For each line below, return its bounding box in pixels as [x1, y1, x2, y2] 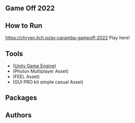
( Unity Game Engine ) [12, 63, 57, 69]
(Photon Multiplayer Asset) [12, 68, 69, 74]
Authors [5, 111, 32, 119]
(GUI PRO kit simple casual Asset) [12, 79, 84, 85]
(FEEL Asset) [12, 73, 40, 80]
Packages [5, 94, 37, 102]
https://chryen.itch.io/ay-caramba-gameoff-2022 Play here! [5, 35, 130, 41]
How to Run [5, 21, 43, 30]
